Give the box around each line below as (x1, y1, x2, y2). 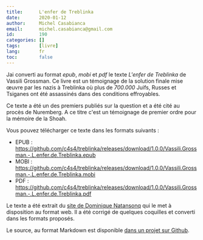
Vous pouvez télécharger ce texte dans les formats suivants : (6, 126, 159, 134)
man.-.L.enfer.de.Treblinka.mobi (15, 171, 96, 178)
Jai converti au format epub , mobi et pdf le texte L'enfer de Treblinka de (6, 70, 187, 78)
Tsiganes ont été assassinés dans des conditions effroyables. (6, 90, 160, 97)
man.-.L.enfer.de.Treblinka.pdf (15, 190, 92, 197)
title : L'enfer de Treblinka (6, 9, 94, 15)
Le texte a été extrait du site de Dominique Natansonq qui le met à (6, 202, 172, 209)
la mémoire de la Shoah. (6, 115, 67, 122)
